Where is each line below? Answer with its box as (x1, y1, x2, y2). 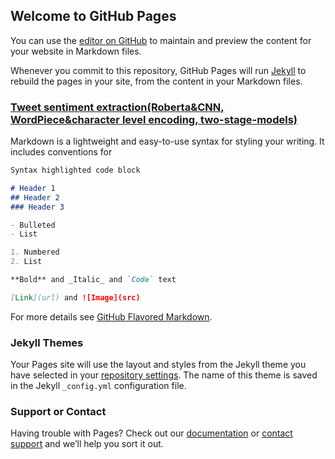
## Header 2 (10, 192, 60, 203)
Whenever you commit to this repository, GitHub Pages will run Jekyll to (10, 64, 307, 76)
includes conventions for (10, 146, 113, 158)
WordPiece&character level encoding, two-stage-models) (10, 112, 298, 126)
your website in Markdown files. (10, 45, 142, 57)
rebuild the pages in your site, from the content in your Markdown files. (10, 75, 303, 87)
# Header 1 (10, 183, 56, 193)
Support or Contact (10, 405, 107, 419)
